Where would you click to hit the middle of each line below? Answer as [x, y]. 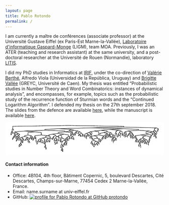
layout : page [19, 11]
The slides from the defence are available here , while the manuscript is [79, 110]
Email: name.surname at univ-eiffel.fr [51, 191]
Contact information [27, 164]
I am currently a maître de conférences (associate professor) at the [75, 36]
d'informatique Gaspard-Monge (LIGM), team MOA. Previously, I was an [80, 47]
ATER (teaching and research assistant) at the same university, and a [77, 52]
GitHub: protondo [70, 197]
